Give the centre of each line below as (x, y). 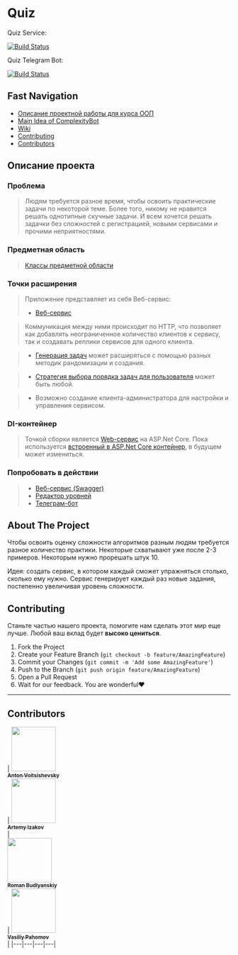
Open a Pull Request (47, 677)
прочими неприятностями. (65, 231)
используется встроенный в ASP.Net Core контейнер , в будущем (123, 447)
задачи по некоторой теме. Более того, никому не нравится (115, 209)
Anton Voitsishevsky (34, 776)
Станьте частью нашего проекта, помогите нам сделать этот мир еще (114, 626)
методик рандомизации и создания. (90, 363)
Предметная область (46, 250)
